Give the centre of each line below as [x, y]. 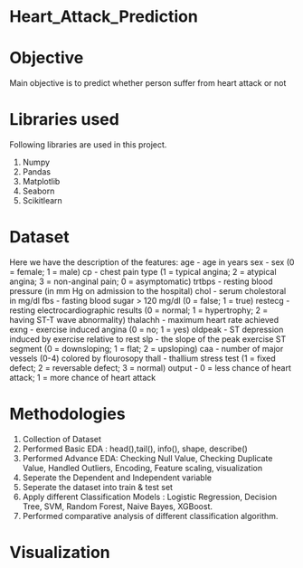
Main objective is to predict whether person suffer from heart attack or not [148, 83]
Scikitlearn [43, 201]
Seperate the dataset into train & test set [98, 487]
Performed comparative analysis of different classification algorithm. [150, 516]
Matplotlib [41, 182]
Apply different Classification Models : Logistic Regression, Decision [150, 497]
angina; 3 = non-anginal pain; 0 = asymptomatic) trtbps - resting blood [141, 281]
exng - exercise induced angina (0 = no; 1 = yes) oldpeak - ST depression [147, 329]
